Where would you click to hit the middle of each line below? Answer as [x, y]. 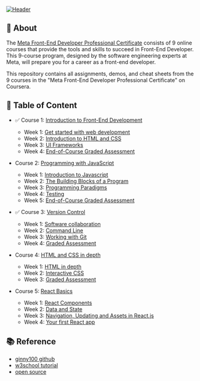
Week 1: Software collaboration [62, 224]
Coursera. [19, 86]
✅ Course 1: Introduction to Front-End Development [79, 120]
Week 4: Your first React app [59, 322]
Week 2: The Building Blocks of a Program [76, 181]
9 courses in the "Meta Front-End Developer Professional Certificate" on [96, 80]
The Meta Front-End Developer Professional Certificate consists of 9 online [99, 43]
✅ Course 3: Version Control [50, 212]
